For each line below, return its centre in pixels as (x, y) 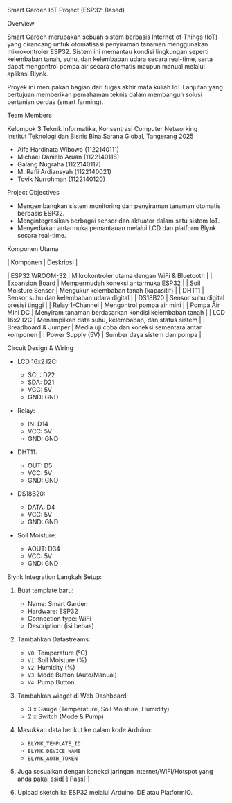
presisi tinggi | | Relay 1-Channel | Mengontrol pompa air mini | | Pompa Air (114, 305)
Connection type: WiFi (59, 619)
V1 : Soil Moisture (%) (57, 660)
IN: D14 (38, 424)
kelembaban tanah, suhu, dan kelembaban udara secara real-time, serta (110, 59)
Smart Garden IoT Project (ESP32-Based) (66, 10)
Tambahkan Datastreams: (54, 639)
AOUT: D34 (44, 549)
